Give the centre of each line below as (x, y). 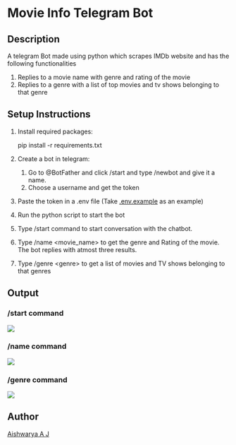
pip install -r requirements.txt (60, 145)
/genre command (38, 379)
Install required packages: (55, 131)
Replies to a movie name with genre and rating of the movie (104, 77)
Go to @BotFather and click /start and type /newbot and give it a (122, 172)
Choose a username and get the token (83, 187)
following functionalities (42, 64)
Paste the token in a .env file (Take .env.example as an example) (111, 201)
